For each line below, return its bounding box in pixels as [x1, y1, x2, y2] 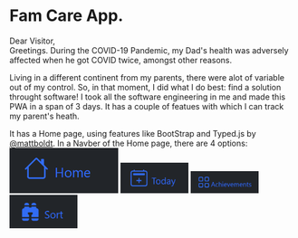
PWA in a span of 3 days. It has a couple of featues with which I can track [9, 100, 284, 111]
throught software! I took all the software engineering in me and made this [9, 91, 286, 102]
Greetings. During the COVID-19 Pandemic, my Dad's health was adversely [9, 44, 289, 55]
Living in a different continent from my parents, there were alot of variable [9, 71, 285, 82]
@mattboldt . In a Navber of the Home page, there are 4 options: [9, 138, 248, 148]
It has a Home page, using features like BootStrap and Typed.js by [9, 128, 256, 138]
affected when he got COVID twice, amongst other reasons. [9, 54, 233, 65]
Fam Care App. [9, 5, 124, 26]
